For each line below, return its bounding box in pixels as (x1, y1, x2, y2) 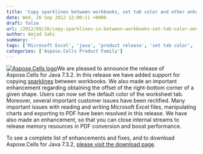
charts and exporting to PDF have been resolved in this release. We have (6, 109, 187, 117)
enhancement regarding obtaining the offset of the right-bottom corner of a (6, 84, 195, 91)
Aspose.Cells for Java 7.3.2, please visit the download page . (6, 140, 156, 148)
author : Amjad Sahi (6, 31, 56, 37)
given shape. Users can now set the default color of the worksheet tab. (6, 90, 183, 97)
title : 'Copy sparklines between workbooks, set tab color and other (6, 8, 185, 15)
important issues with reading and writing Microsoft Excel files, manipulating (6, 103, 196, 111)
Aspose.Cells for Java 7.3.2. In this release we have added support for (6, 71, 180, 79)
